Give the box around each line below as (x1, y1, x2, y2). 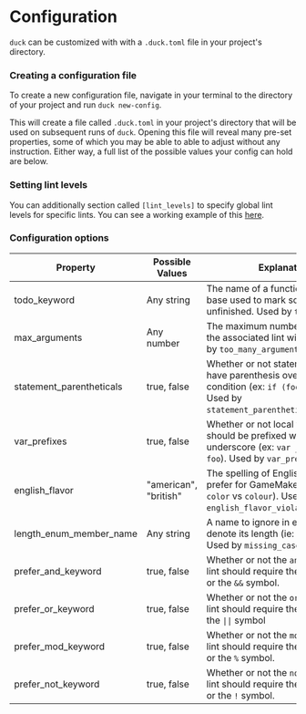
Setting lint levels (9, 179, 88, 191)
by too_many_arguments (206, 342, 304, 355)
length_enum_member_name (14, 527, 138, 540)
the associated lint (206, 331, 285, 344)
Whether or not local (206, 418, 294, 430)
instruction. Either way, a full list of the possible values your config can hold (9, 146, 293, 157)
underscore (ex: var (206, 440, 291, 453)
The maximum (206, 319, 268, 332)
